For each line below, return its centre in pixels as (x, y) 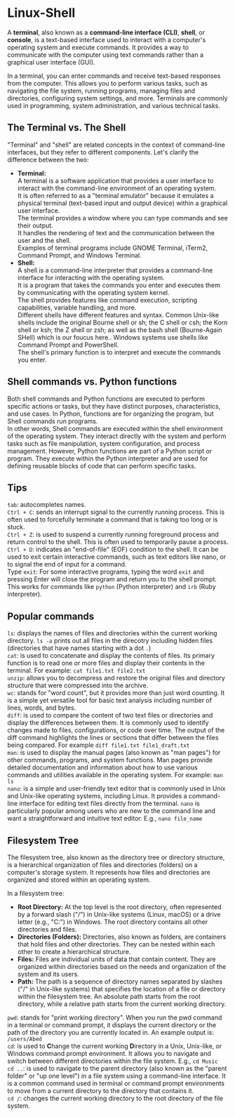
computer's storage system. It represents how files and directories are (109, 872)
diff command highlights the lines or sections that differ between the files (113, 738)
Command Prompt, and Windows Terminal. (79, 255)
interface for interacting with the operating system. (91, 277)
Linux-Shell (41, 13)
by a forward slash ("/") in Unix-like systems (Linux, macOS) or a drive (119, 914)
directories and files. (47, 929)
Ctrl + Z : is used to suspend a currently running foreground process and (113, 534)
